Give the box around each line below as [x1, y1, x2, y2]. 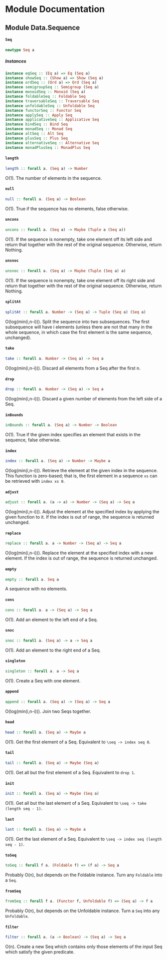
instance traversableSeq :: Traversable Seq [5, 98, 99, 103]
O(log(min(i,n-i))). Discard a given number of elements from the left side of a [5, 396, 163, 402]
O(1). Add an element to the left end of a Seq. [5, 617, 98, 623]
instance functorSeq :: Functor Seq [5, 108, 81, 113]
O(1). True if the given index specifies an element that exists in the [5, 432, 141, 438]
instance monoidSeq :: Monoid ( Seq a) [5, 89, 86, 94]
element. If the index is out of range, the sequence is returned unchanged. [5, 555, 158, 561]
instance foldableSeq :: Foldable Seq [5, 94, 86, 99]
